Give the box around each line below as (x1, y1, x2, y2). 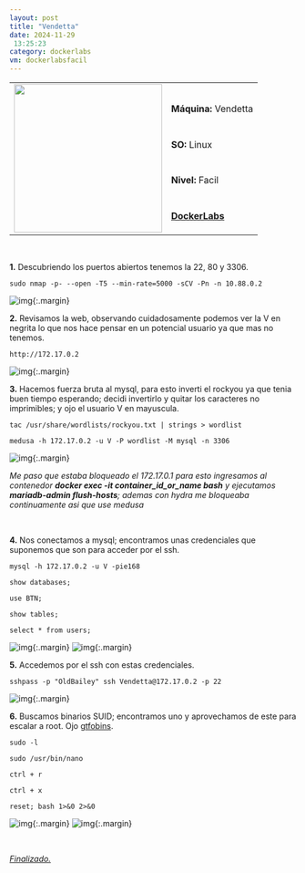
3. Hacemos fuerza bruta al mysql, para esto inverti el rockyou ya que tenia (9, 384, 292, 394)
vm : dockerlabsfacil (9, 56, 88, 65)
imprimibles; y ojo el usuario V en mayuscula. (9, 403, 179, 413)
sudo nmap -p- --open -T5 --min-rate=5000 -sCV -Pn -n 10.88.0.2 (9, 279, 262, 288)
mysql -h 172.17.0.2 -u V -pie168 (9, 562, 141, 571)
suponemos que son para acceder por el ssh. (9, 545, 180, 555)
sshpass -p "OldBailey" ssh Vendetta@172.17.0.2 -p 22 (9, 677, 222, 686)
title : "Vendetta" (9, 22, 79, 31)
